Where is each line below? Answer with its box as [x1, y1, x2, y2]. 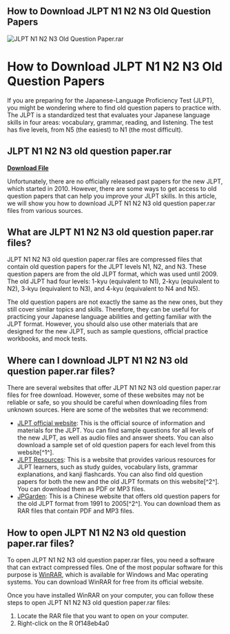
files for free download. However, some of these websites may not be [7, 391, 205, 399]
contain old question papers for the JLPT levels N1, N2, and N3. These [7, 263, 207, 271]
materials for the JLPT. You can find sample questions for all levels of [17, 427, 214, 435]
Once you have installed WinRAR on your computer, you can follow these [7, 591, 215, 599]
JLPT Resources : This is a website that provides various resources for [17, 456, 216, 464]
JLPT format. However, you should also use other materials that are [7, 320, 198, 328]
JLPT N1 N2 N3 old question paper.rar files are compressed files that [7, 255, 202, 264]
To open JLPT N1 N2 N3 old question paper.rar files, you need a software [7, 556, 215, 564]
